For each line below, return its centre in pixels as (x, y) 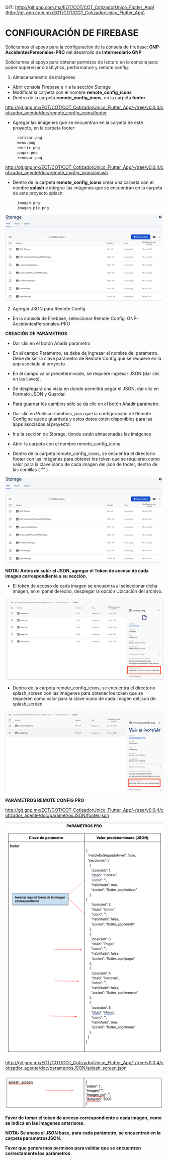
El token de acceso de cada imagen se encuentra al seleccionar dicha (85, 586)
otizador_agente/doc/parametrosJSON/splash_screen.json (66, 1068)
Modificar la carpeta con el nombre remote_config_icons (72, 92)
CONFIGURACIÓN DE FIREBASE (72, 33)
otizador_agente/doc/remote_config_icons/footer (56, 112)
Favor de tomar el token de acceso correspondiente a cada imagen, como (83, 1118)
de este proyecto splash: (38, 193)
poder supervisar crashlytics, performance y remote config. (67, 67)
